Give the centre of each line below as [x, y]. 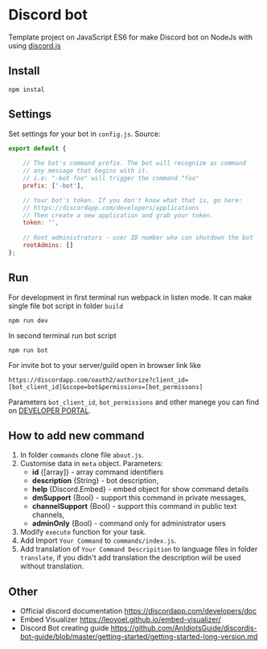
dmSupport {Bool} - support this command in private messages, [139, 498]
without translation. [52, 566]
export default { [37, 148]
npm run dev [28, 320]
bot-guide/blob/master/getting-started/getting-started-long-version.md [139, 637]
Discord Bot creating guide [64, 628]
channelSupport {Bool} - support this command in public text [134, 506]
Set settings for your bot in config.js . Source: [84, 134]
